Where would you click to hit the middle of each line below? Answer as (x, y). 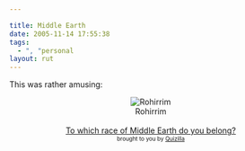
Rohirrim (151, 111)
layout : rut (31, 59)
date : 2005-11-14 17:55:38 (60, 34)
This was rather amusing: (56, 84)
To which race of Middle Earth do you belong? (151, 130)
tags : (19, 42)
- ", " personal (46, 50)
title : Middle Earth (48, 25)
